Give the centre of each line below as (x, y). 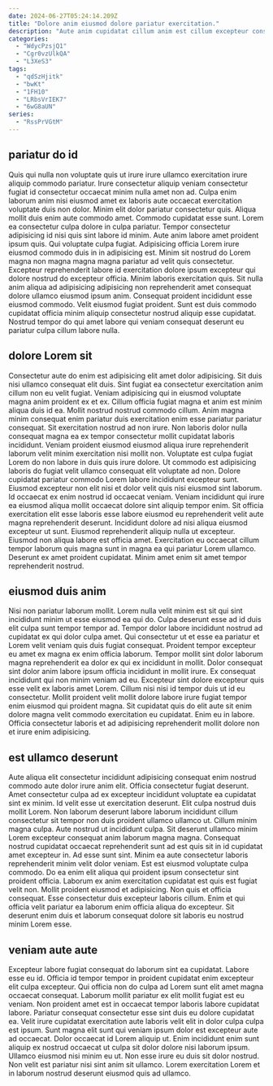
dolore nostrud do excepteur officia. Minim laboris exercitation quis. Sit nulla (136, 278)
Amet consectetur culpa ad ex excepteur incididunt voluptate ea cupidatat (132, 795)
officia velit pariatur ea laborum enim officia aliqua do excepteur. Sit (121, 907)
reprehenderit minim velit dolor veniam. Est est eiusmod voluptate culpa (129, 864)
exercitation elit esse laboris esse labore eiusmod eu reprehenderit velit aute (136, 514)
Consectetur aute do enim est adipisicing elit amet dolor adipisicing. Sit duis (135, 375)
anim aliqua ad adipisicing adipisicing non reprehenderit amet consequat (130, 287)
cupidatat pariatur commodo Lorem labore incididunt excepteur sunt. (124, 479)
